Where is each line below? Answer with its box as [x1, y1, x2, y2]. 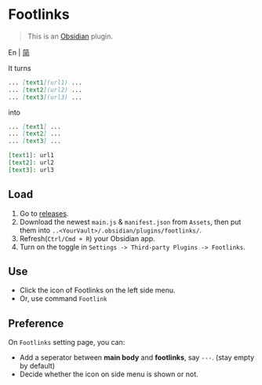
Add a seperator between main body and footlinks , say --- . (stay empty [19, 353, 255, 362]
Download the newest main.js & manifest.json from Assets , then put [19, 217, 242, 226]
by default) [19, 361, 56, 371]
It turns [8, 63, 31, 72]
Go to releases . [19, 208, 69, 218]
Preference [8, 317, 64, 330]
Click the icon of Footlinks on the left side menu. [19, 285, 176, 295]
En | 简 [8, 47, 30, 57]
